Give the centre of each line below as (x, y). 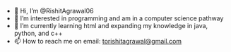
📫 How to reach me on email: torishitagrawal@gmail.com (98, 41)
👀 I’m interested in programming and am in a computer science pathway (119, 18)
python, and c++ (38, 33)
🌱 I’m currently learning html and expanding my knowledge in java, (111, 26)
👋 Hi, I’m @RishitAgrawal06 (54, 11)
